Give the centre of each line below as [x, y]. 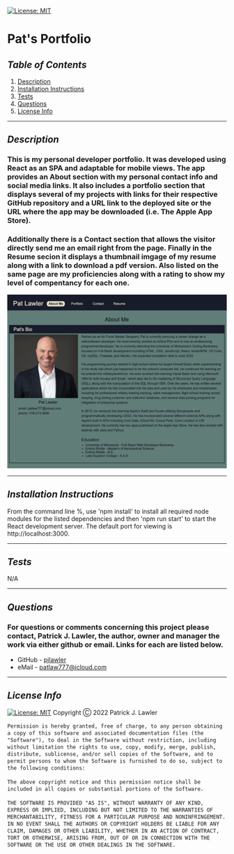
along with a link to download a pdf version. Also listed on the [113, 265]
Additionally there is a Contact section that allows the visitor [111, 240]
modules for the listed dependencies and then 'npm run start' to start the [112, 518]
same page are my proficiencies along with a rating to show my [116, 274]
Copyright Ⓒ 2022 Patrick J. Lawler [105, 712]
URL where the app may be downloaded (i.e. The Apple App [110, 212]
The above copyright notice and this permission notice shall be [104, 782]
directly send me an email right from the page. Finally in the [110, 248]
